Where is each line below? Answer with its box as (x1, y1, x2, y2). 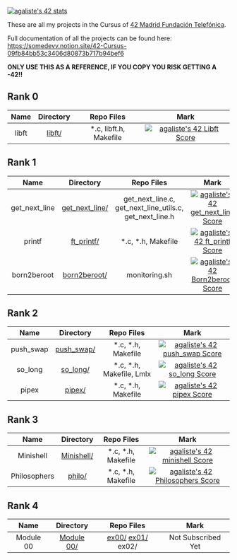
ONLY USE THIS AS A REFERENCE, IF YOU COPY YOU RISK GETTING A (7, 63, 217, 71)
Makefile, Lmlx (103, 369, 152, 379)
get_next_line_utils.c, (115, 202, 184, 212)
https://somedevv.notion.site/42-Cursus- (7, 42, 127, 49)
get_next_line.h (124, 211, 175, 221)
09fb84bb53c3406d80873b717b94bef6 (7, 49, 125, 57)
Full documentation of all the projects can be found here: (7, 34, 172, 42)
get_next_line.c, (123, 194, 176, 204)
